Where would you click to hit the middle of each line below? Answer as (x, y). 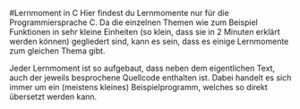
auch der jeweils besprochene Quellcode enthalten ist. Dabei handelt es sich (150, 78)
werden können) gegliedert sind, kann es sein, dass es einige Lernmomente (149, 41)
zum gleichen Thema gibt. (57, 51)
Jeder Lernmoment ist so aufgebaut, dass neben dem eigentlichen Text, (142, 68)
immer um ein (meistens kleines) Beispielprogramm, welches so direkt (139, 87)
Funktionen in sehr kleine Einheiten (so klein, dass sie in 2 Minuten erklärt (145, 32)
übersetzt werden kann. (53, 96)
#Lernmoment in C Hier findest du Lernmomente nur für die (120, 13)
